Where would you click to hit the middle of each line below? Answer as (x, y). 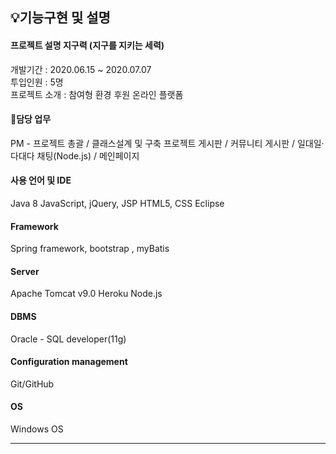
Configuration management (69, 362)
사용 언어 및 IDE (41, 180)
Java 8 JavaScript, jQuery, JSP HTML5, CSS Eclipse (117, 203)
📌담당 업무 (31, 119)
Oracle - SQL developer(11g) (68, 339)
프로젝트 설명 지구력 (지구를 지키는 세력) (87, 45)
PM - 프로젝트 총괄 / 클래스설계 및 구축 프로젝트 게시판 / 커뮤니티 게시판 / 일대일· (167, 143)
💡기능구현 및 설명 (60, 18)
